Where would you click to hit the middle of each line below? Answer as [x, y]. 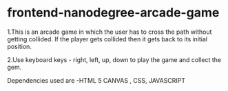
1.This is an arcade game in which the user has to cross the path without [110, 32]
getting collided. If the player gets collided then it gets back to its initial [107, 39]
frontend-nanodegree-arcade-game [113, 13]
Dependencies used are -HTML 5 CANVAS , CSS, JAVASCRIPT [96, 80]
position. [20, 46]
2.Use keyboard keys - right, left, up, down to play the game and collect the [114, 59]
